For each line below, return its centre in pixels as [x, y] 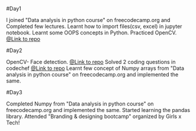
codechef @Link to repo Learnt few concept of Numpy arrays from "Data [95, 68]
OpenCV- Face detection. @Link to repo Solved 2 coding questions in [91, 62]
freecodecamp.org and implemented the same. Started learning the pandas [98, 110]
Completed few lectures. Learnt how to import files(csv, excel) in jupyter [94, 26]
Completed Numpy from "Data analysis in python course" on [80, 104]
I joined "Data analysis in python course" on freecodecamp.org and [88, 20]
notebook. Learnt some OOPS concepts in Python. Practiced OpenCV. [91, 33]
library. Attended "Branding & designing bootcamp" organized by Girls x [94, 116]
